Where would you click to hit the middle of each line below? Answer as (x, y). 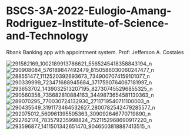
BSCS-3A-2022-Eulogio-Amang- (89, 11)
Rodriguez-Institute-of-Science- (88, 23)
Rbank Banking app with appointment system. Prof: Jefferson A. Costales (95, 52)
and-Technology (47, 36)
